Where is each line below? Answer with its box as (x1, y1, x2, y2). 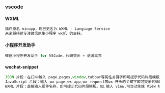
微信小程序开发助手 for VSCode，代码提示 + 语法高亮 (5, 53, 102, 58)
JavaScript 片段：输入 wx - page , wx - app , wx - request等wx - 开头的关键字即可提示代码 (5, 79, 159, 84)
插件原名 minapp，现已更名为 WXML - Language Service (5, 26, 110, 31)
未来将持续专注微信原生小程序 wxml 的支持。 (5, 31, 84, 36)
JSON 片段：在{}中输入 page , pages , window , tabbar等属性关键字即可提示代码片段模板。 (5, 75, 164, 80)
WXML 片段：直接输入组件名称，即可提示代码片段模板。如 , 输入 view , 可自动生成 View (5, 84, 156, 89)
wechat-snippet (5, 64, 39, 70)
